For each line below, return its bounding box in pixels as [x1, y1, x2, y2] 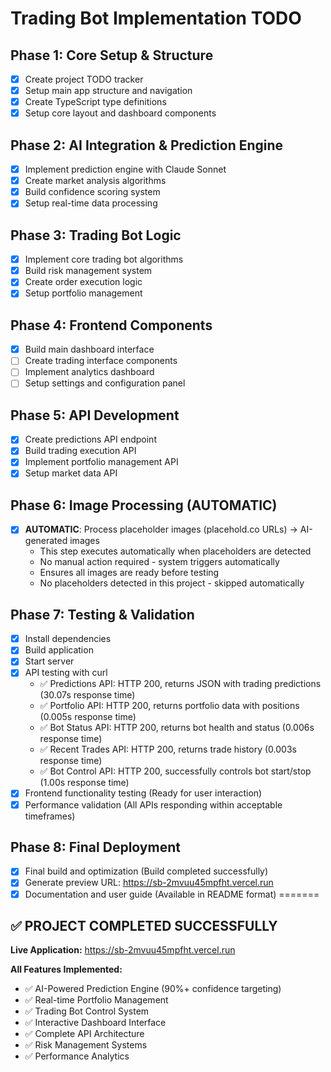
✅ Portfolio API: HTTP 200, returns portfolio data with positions [39, 700, 300, 712]
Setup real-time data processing [24, 197, 158, 209]
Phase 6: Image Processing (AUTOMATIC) [10, 497, 278, 514]
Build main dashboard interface [24, 343, 155, 356]
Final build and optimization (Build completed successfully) [24, 865, 269, 877]
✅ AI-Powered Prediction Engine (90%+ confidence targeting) [24, 983, 282, 995]
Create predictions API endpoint [24, 433, 157, 446]
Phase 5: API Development [10, 407, 180, 424]
